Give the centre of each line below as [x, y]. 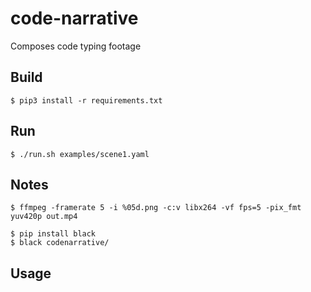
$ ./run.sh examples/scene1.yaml [80, 154]
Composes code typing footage [76, 46]
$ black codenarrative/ [60, 243]
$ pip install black [53, 234]
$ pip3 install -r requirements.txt [86, 100]
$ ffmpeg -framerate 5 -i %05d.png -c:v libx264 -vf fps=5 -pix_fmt [156, 208]
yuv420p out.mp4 [44, 217]
